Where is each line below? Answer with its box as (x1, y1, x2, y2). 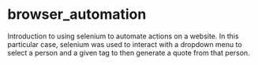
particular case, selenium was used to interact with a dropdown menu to (7, 39, 242, 49)
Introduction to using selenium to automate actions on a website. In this (7, 31, 239, 41)
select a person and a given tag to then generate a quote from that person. (7, 48, 250, 57)
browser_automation (7, 5, 147, 23)
